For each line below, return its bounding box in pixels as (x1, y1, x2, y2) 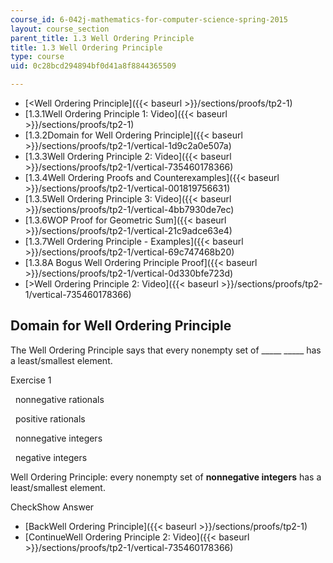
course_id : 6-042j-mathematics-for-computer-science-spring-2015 (10, 14, 288, 25)
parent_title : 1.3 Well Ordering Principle (10, 33, 195, 43)
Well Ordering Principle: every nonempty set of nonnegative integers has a (10, 471, 322, 483)
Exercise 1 (10, 374, 52, 386)
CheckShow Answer (10, 501, 95, 513)
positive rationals (14, 412, 86, 425)
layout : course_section (10, 24, 110, 34)
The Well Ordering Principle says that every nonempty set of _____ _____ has (10, 344, 322, 356)
